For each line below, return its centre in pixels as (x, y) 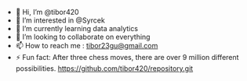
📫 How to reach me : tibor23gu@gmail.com (87, 46)
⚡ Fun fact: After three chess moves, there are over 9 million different (127, 57)
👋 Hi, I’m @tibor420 (47, 12)
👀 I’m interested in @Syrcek (60, 20)
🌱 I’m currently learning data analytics (77, 28)
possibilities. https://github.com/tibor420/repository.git (104, 69)
